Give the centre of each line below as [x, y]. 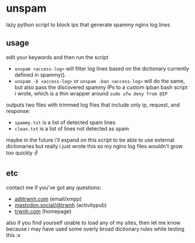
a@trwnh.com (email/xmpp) [48, 198]
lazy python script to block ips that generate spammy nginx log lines [88, 25]
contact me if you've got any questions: [54, 187]
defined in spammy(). [40, 74]
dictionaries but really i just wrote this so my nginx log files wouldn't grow [94, 146]
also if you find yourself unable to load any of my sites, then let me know [93, 223]
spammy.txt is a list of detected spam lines [65, 122]
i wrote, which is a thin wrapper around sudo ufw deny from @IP [91, 93]
